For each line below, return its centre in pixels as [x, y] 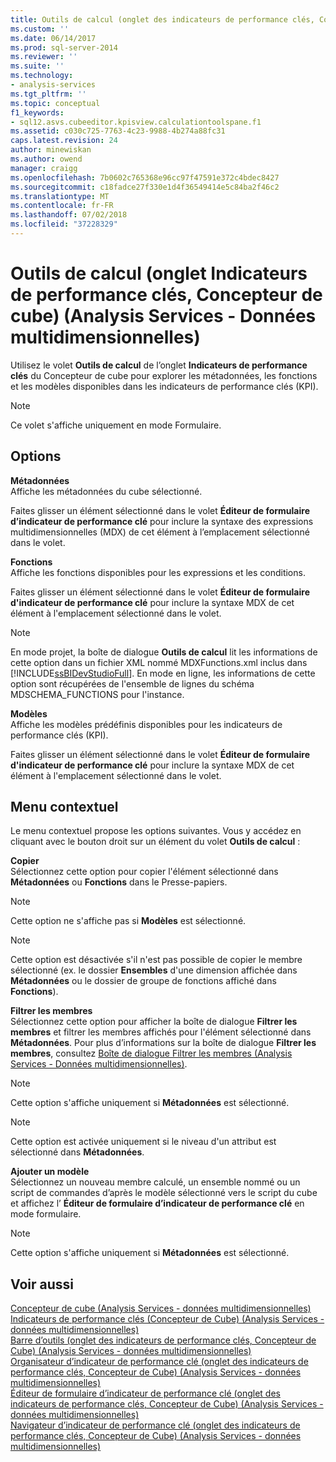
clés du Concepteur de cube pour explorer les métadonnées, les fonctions [164, 375]
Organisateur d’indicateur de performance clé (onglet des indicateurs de [159, 1362]
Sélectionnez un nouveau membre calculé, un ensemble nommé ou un [155, 1182]
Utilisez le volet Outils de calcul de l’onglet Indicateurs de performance [159, 365]
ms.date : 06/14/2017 [53, 38]
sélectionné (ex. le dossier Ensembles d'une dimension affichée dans [154, 970]
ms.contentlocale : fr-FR [62, 206]
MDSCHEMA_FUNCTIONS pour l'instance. [97, 694]
